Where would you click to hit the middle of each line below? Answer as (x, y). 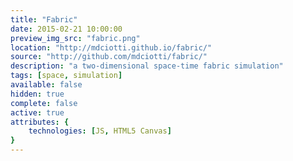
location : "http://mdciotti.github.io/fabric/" (111, 47)
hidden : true (37, 94)
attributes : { (40, 122)
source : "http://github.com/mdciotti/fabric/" (109, 57)
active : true (37, 112)
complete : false (44, 103)
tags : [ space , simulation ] (66, 76)
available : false (46, 85)
